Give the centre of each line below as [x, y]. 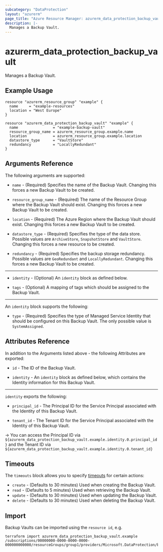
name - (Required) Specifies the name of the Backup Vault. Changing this [84, 185]
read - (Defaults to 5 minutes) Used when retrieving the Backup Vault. [81, 490]
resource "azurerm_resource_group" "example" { [54, 102]
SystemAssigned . [28, 326]
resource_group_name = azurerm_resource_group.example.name [71, 132]
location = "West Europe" [36, 110]
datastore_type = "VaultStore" [46, 140]
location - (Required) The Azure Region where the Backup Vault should [84, 219]
